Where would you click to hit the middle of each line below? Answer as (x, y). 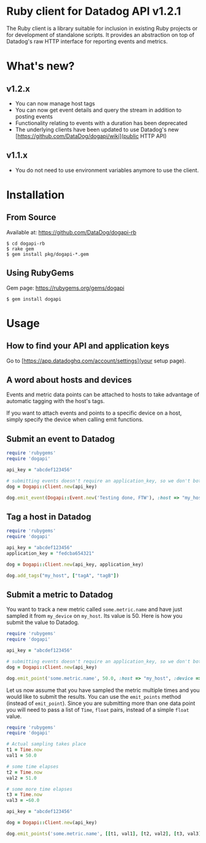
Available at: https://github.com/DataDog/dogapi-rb (71, 232)
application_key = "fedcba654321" (51, 553)
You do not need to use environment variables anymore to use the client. (107, 170)
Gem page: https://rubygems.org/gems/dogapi (65, 288)
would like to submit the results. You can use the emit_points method (94, 696)
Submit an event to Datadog (61, 439)
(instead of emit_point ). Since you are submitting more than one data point (101, 703)
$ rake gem (20, 249)
